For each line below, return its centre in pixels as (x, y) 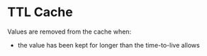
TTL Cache (40, 12)
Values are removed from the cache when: (69, 31)
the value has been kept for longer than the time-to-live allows (108, 45)
